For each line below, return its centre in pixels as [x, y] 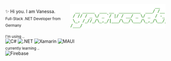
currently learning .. [22, 49]
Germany [13, 25]
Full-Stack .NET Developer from [33, 19]
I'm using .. [15, 37]
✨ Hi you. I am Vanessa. [31, 11]
